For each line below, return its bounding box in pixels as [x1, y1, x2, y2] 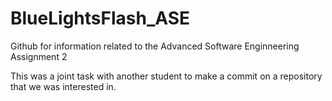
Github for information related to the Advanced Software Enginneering [10, 40, 300, 52]
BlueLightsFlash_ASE [10, 7, 191, 30]
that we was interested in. [10, 80, 117, 92]
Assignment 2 [10, 50, 68, 62]
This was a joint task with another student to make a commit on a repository [10, 70, 323, 82]
